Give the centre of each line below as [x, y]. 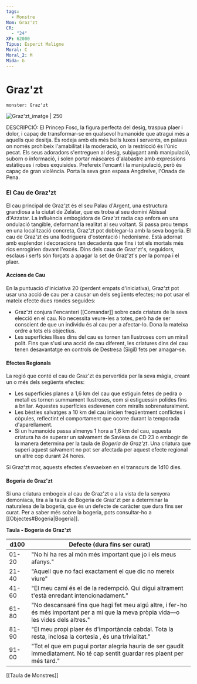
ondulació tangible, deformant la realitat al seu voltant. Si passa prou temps [97, 224]
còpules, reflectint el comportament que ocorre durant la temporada [97, 419]
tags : [13, 11]
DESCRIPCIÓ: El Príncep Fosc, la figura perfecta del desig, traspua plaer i [94, 127]
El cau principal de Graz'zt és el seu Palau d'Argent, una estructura [87, 205]
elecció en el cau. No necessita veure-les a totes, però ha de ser [93, 318]
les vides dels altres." [61, 620]
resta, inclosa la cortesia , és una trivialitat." [91, 636]
